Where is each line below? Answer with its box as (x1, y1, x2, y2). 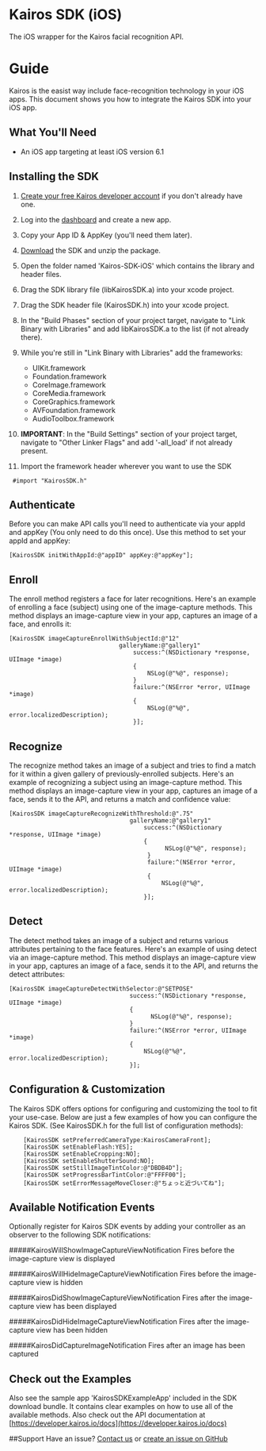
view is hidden (36, 1278, 84, 1287)
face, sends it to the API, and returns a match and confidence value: (9, 794, 231, 803)
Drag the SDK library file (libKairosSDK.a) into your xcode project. (20, 284, 234, 294)
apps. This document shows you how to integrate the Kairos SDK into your (9, 94, 252, 104)
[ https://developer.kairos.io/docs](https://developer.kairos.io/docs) (9, 1418, 227, 1428)
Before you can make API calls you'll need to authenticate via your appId (9, 519, 245, 529)
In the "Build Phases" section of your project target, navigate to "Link (20, 315, 246, 325)
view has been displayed (36, 1302, 117, 1311)
